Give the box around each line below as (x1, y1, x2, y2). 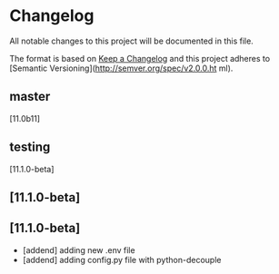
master (9, 89, 51, 104)
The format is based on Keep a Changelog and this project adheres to (9, 53, 271, 64)
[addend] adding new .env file (22, 244, 135, 255)
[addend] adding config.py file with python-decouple (22, 254, 222, 265)
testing (9, 140, 51, 155)
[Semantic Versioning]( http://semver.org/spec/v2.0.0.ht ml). (9, 63, 234, 73)
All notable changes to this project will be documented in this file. (9, 35, 254, 46)
